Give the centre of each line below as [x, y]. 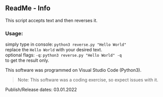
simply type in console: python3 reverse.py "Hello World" [66, 44]
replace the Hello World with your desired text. [54, 50]
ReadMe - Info [28, 8]
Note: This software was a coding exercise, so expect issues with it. [88, 80]
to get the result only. [27, 60]
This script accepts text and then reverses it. [52, 20]
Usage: [14, 33]
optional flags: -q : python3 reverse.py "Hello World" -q [64, 55]
